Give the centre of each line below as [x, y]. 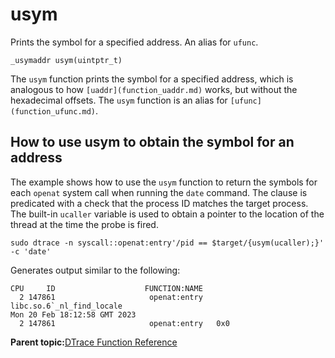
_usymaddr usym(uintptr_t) [66, 60]
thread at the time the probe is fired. [84, 224]
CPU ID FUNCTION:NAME [106, 288]
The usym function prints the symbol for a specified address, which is [152, 79]
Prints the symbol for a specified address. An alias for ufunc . [134, 42]
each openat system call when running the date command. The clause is [159, 192]
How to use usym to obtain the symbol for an [152, 142]
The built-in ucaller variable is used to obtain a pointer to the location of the [167, 214]
